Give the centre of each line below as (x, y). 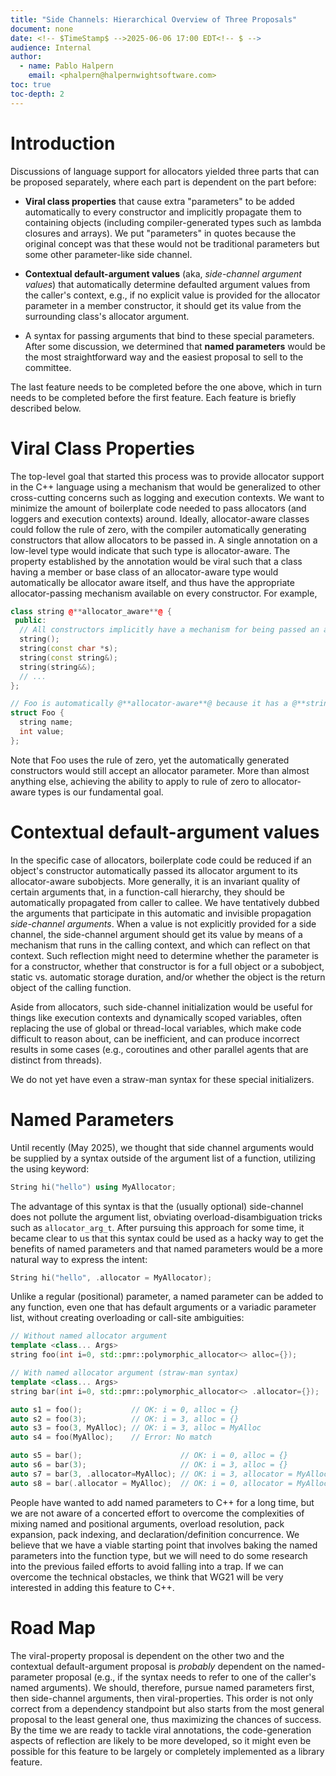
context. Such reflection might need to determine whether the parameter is (164, 955)
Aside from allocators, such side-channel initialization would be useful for (161, 1007)
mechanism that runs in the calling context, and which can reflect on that (160, 945)
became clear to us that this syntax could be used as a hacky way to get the (167, 1238)
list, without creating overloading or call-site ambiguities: (127, 1318)
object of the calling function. (71, 987)
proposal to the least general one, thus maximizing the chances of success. (166, 1719)
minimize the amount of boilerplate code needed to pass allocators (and (158, 508)
